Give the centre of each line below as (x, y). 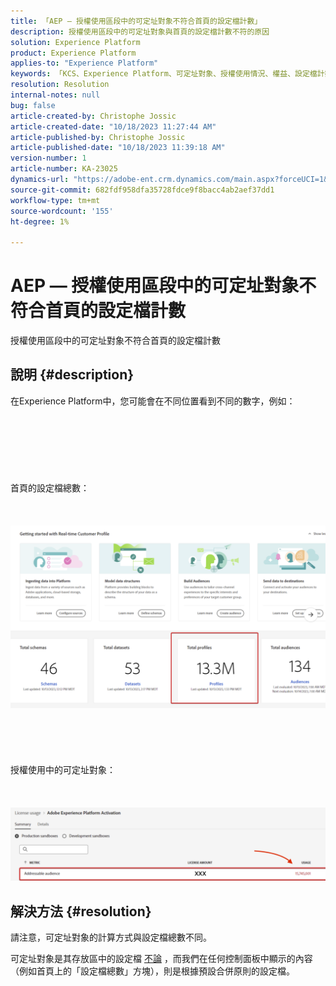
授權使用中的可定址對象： (63, 770)
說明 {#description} (72, 375)
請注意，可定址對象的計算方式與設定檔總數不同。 (111, 937)
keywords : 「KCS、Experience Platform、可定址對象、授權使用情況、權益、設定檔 (164, 74)
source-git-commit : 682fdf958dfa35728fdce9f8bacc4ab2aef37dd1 (142, 190)
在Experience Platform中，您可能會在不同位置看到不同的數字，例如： (153, 401)
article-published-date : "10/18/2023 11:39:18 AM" (118, 148)
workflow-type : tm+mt (55, 200)
